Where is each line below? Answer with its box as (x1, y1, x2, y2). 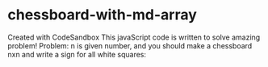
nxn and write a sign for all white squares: (7, 49, 147, 59)
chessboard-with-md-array (7, 6, 197, 24)
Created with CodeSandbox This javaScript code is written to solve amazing (7, 32, 261, 42)
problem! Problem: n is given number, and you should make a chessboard (7, 40, 253, 50)
